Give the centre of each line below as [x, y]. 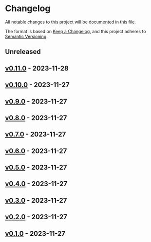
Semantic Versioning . [26, 36]
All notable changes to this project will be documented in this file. [71, 22]
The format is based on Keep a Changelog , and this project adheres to [75, 31]
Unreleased [23, 52]
